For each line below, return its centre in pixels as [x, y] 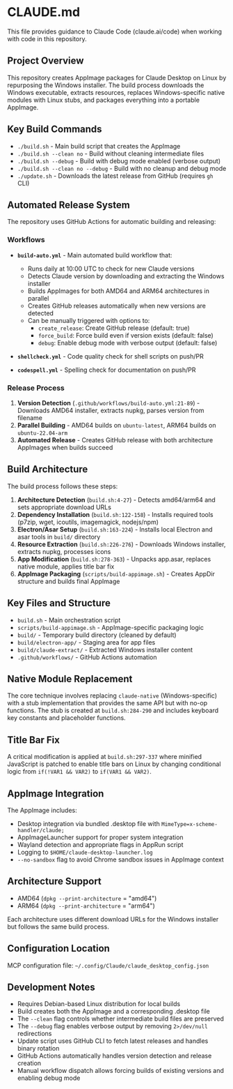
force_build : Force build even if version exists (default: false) [126, 335]
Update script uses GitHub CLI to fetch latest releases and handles [113, 1041]
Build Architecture [48, 469]
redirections [34, 1034]
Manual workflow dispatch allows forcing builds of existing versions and [121, 1071]
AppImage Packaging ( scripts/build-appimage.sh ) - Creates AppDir [116, 573]
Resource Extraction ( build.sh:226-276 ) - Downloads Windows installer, [121, 544]
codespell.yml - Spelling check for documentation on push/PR [106, 370]
